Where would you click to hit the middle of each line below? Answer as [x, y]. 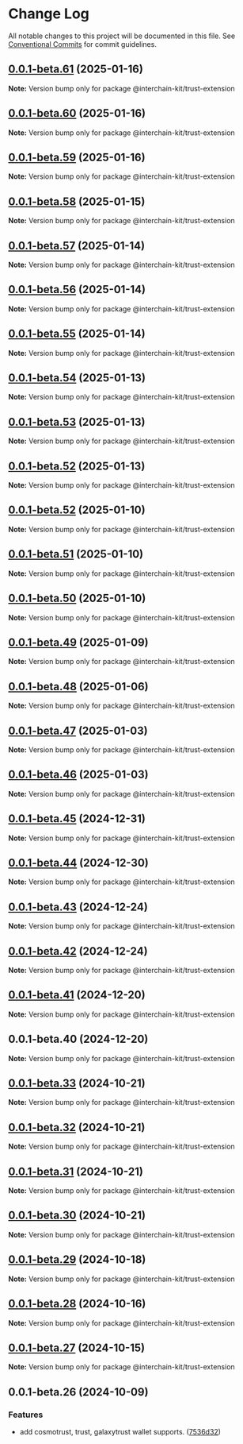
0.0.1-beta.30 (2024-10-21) [77, 1216]
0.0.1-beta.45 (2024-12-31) [77, 819]
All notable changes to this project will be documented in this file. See [122, 36]
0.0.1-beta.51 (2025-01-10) [76, 554]
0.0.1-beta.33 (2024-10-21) [77, 1084]
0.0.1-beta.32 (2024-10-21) [77, 1127]
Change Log [49, 14]
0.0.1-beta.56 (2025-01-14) [77, 290]
